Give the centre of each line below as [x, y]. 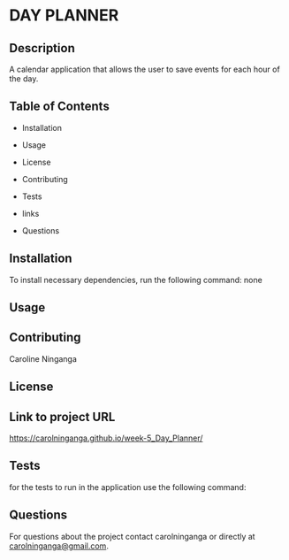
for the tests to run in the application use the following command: [128, 487]
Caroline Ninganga [43, 358]
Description [42, 48]
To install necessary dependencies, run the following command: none [136, 280]
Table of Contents [60, 107]
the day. [24, 79]
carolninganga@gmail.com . [59, 546]
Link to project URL [62, 417]
